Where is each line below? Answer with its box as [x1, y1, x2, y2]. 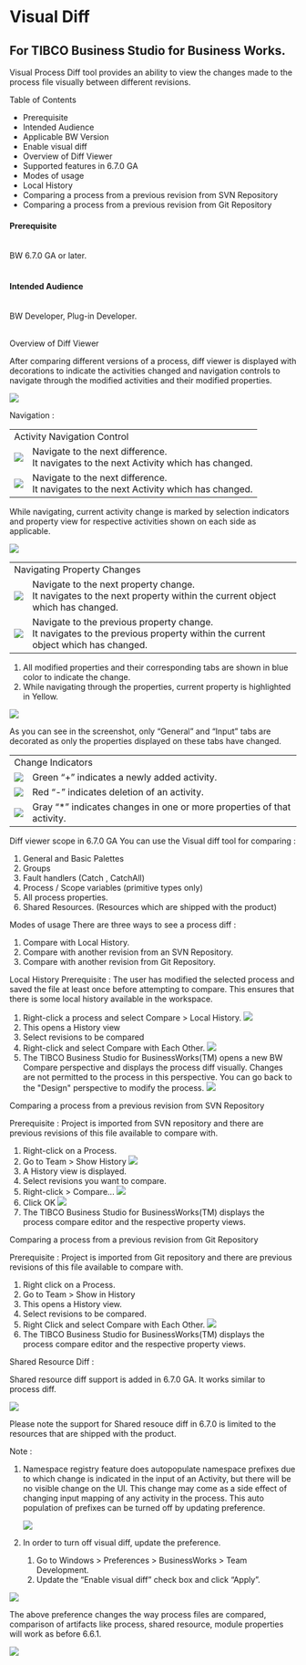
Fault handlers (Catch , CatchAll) [22, 873, 146, 884]
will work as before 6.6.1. [9, 1628, 102, 1639]
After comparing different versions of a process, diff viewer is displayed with [9, 356, 297, 367]
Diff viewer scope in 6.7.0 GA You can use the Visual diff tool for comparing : [9, 835, 296, 846]
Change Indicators [14, 756, 93, 769]
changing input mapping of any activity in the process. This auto [22, 1492, 264, 1503]
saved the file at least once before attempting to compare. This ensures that [9, 984, 294, 995]
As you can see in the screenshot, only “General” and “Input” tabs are [9, 726, 271, 737]
